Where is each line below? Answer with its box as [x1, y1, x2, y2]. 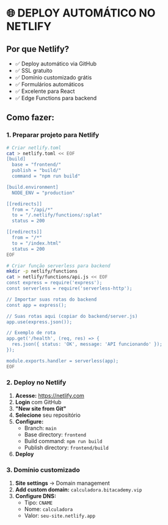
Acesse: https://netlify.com [15, 392, 84, 399]
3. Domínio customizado [6, 465, 81, 474]
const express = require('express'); [6, 280, 103, 286]
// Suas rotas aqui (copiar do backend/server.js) [6, 313, 138, 319]
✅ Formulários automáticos [15, 81, 84, 88]
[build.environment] [6, 184, 59, 190]
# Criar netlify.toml [6, 144, 62, 151]
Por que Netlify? [6, 43, 70, 54]
